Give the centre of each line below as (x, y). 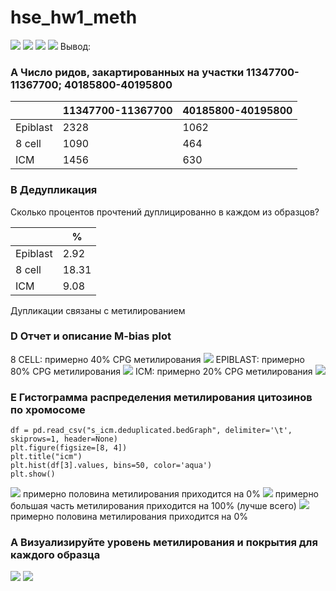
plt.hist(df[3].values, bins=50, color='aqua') (111, 466)
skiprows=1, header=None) (64, 439)
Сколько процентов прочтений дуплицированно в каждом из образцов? (165, 212)
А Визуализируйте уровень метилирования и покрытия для (164, 543)
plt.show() (33, 474)
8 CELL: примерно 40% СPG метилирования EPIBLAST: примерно (157, 359)
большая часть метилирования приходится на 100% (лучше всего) (153, 506)
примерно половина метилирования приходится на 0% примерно (171, 494)
